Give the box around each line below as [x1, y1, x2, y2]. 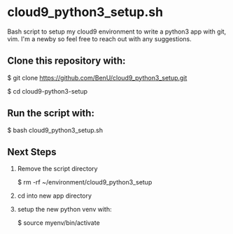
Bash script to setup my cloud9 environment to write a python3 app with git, [7, 27, 227, 36]
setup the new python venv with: [17, 205, 112, 214]
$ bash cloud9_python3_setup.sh [7, 126, 104, 134]
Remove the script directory [17, 165, 98, 173]
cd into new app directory [17, 191, 92, 200]
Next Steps [7, 146, 57, 158]
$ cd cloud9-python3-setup [7, 87, 88, 95]
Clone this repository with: [7, 55, 126, 67]
